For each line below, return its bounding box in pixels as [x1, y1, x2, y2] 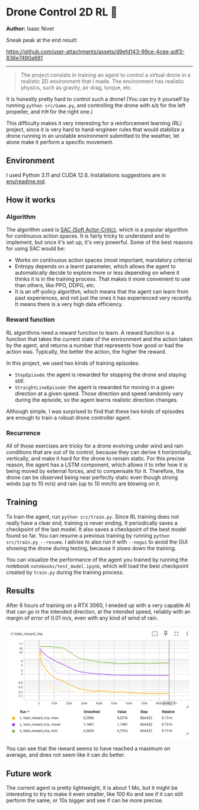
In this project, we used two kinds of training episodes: [6, 359, 140, 367]
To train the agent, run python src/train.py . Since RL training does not [6, 513, 179, 520]
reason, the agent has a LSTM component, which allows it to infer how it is [6, 461, 188, 468]
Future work [6, 768, 52, 779]
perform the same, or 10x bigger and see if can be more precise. [6, 797, 164, 804]
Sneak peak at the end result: [6, 36, 78, 43]
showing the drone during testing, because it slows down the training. [6, 544, 176, 551]
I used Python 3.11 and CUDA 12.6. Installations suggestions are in [6, 171, 166, 179]
